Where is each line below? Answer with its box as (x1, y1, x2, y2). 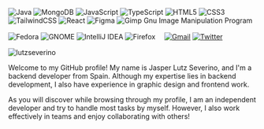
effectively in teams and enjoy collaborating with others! (8, 112, 191, 121)
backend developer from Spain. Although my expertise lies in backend (8, 72, 236, 80)
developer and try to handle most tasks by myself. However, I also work (8, 103, 240, 112)
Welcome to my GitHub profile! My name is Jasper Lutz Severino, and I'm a (8, 63, 252, 72)
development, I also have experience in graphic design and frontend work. (8, 79, 250, 89)
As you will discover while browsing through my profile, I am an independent (8, 95, 256, 104)
